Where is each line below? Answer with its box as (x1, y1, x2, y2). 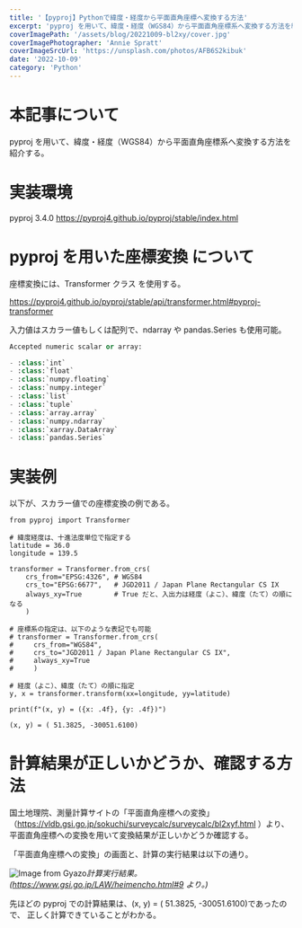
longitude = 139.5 (9, 549, 78, 558)
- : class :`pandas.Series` (9, 433, 106, 443)
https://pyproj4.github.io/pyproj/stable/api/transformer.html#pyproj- (9, 296, 262, 306)
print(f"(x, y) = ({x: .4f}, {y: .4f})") (9, 705, 167, 714)
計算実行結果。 (86, 868, 142, 879)
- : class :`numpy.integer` (9, 384, 106, 393)
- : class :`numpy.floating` (9, 375, 111, 384)
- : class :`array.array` (9, 408, 99, 418)
